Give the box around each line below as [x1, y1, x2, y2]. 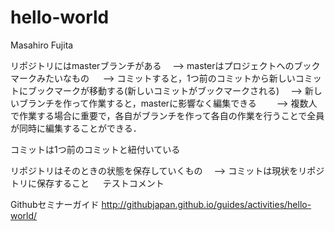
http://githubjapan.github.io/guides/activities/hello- [101, 198, 312, 210]
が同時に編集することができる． [10, 122, 142, 134]
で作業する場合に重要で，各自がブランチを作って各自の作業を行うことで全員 [10, 109, 325, 121]
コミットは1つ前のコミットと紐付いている [10, 143, 181, 155]
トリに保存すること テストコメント [10, 177, 165, 189]
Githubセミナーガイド [10, 198, 100, 210]
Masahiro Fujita [10, 39, 74, 51]
